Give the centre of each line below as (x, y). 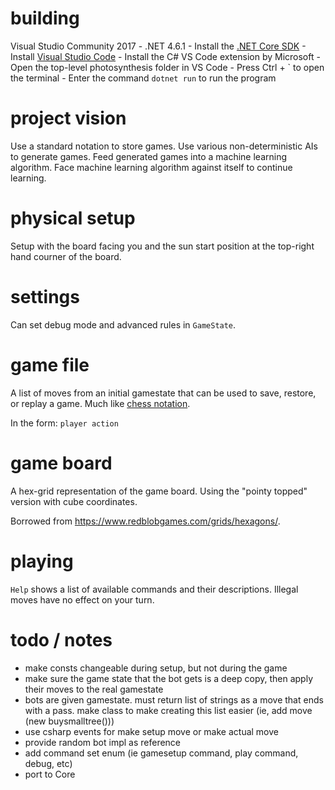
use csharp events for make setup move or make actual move (151, 731)
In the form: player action (64, 423)
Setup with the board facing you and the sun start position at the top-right (162, 246)
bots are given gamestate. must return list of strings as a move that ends (174, 699)
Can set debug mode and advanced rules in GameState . (123, 324)
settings (45, 297)
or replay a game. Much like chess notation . (100, 403)
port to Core (50, 774)
